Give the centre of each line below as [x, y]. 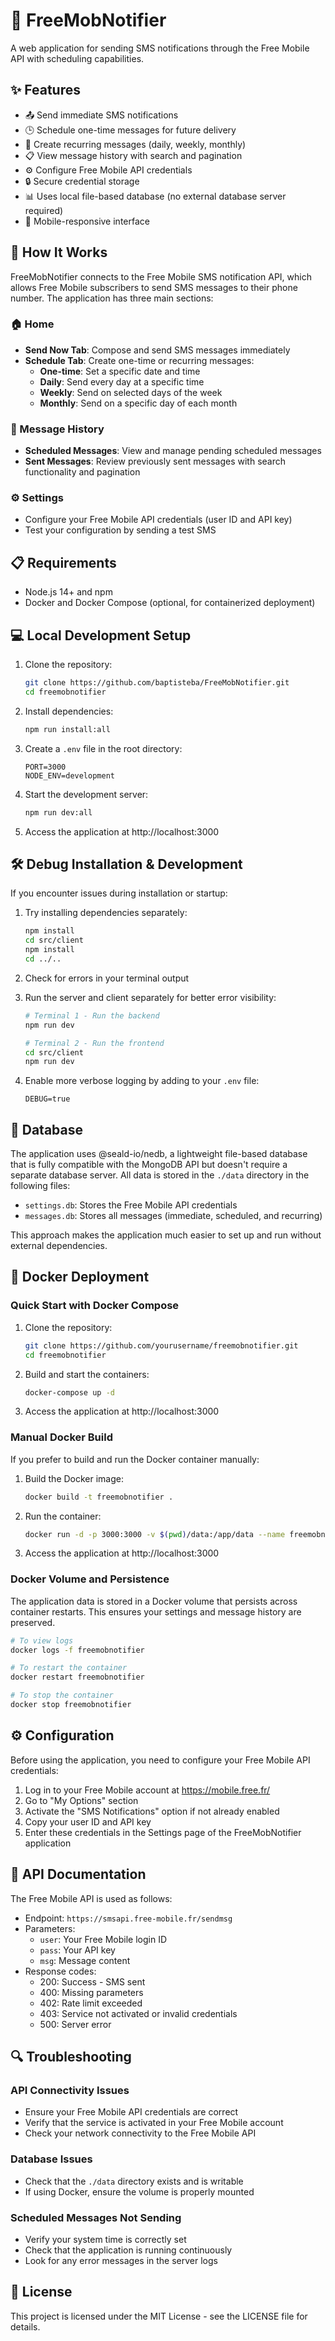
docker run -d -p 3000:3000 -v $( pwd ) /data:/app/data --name [155, 1534]
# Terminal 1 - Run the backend [92, 1015]
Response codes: [60, 1971]
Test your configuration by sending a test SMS [120, 530]
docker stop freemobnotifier [71, 1705]
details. [25, 2326]
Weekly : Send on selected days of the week [131, 392]
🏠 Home [32, 324]
